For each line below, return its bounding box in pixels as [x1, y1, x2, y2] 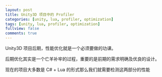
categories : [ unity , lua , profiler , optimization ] [5, 17, 114, 22]
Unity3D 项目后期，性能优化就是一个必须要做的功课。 [5, 45, 116, 51]
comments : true [5, 31, 37, 36]
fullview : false [5, 26, 39, 31]
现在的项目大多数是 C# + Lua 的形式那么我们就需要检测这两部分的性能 [5, 66, 150, 72]
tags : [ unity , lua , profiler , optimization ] [5, 21, 100, 27]
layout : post [5, 7, 33, 13]
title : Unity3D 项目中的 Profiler [5, 12, 74, 17]
